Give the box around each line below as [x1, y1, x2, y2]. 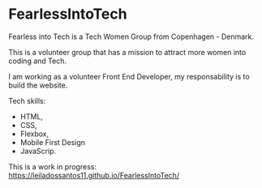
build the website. [8, 80, 68, 90]
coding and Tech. [8, 56, 67, 66]
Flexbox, [19, 129, 49, 139]
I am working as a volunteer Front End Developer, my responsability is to [8, 71, 250, 81]
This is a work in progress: [8, 161, 97, 171]
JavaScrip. [19, 146, 57, 156]
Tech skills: [8, 96, 46, 105]
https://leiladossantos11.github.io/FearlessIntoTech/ [8, 170, 180, 180]
